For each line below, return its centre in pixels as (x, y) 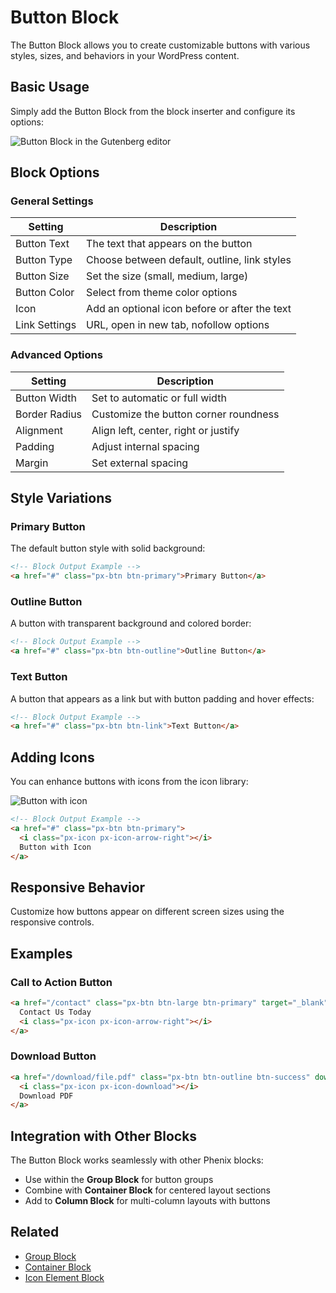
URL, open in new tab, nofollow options (178, 325)
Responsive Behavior (78, 887)
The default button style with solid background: (108, 548)
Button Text (42, 244)
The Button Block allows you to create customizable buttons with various (160, 45)
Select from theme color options (162, 293)
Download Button (53, 1056)
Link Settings (46, 325)
